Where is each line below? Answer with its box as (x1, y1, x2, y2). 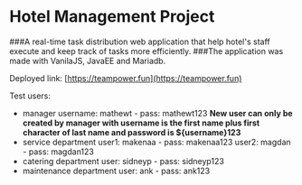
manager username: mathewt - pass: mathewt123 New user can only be (22, 107, 293, 118)
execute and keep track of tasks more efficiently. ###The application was (9, 45, 284, 56)
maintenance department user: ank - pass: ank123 (22, 165, 211, 176)
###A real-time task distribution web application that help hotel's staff (9, 36, 270, 47)
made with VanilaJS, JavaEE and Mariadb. (9, 55, 166, 66)
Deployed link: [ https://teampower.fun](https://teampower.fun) (9, 72, 242, 83)
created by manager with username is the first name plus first (22, 117, 260, 128)
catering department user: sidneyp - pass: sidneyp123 (22, 155, 224, 166)
